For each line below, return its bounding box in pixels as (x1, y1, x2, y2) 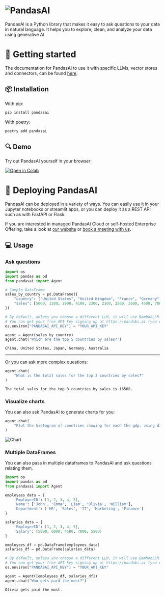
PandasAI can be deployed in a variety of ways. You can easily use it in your (5, 201, 160, 207)
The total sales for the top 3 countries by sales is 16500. (5, 386, 133, 391)
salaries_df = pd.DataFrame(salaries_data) (5, 547, 96, 552)
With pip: (5, 101, 24, 107)
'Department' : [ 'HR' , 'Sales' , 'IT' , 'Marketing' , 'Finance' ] (14, 506, 144, 512)
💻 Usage (5, 241, 33, 249)
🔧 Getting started (5, 49, 76, 60)
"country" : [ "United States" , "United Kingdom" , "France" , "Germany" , (14, 297, 162, 301)
